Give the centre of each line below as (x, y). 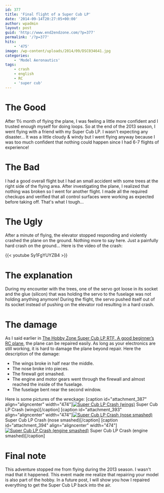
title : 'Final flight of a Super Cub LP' (48, 14)
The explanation (39, 275)
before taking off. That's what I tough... (44, 202)
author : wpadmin (22, 23)
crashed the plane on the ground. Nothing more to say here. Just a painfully (82, 241)
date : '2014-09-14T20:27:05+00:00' (41, 19)
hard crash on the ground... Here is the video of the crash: (64, 246)
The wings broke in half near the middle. (53, 363)
